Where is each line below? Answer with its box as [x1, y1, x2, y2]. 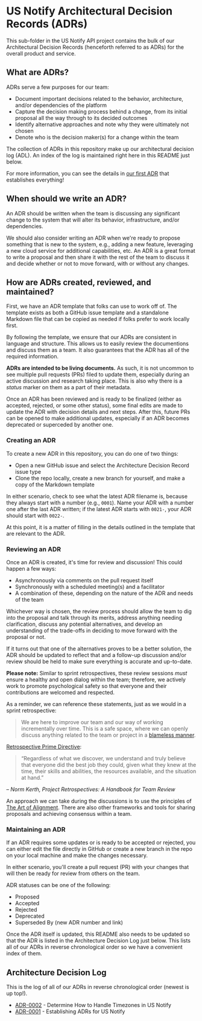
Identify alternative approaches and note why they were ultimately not [14, 121, 189, 128]
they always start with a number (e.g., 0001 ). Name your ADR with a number [6, 499, 194, 506]
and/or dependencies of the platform [14, 101, 107, 109]
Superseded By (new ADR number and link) [14, 919, 124, 926]
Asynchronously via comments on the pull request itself [14, 576, 154, 584]
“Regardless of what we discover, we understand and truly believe [21, 754, 186, 762]
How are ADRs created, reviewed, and [6, 277, 151, 287]
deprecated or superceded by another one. [6, 421, 113, 428]
